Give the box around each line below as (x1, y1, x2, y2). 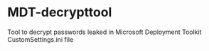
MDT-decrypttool (7, 4, 112, 21)
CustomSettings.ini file (7, 35, 74, 43)
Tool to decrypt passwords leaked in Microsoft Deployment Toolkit (7, 28, 202, 36)
